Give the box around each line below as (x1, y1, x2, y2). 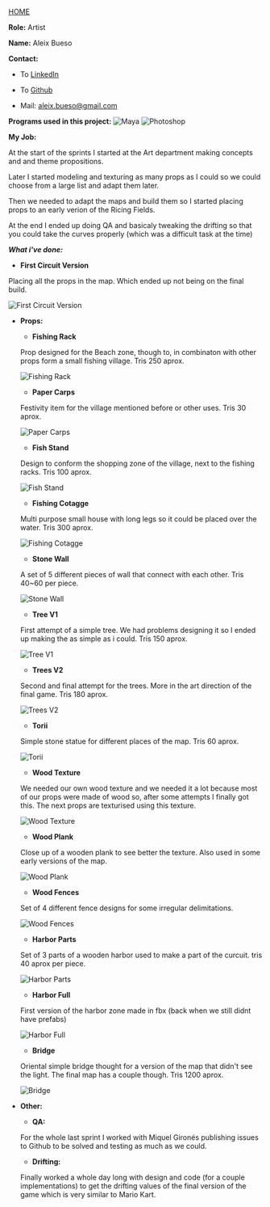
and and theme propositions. (8, 157, 104, 166)
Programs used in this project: (8, 116, 112, 126)
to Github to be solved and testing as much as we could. (19, 1142, 207, 1150)
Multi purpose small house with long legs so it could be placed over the (19, 514, 257, 524)
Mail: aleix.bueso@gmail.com (19, 101, 118, 110)
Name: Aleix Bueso (8, 38, 73, 48)
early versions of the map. (19, 856, 107, 866)
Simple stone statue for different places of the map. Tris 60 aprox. (19, 736, 239, 746)
